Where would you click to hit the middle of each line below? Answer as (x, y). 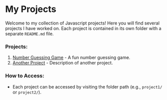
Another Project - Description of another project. (63, 63)
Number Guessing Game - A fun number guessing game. (71, 57)
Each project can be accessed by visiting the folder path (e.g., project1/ (87, 86)
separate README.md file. (30, 33)
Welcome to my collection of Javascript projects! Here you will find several (82, 23)
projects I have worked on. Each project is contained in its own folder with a (83, 28)
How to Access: (25, 76)
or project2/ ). (27, 92)
